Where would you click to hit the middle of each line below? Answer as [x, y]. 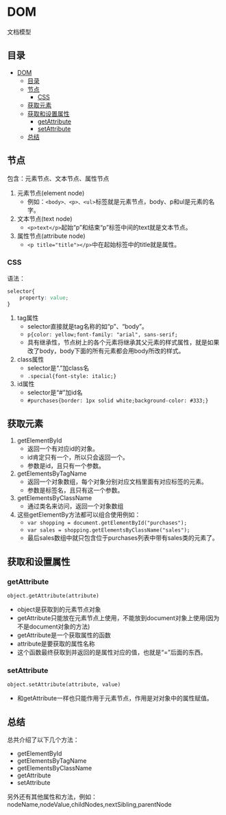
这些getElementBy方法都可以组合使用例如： [79, 515]
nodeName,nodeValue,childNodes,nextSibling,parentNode [89, 805]
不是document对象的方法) [53, 626]
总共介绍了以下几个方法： [43, 740]
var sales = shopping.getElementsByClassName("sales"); [109, 530]
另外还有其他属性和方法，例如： [52, 797]
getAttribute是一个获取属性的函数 [64, 635]
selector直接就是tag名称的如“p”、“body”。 [88, 327]
